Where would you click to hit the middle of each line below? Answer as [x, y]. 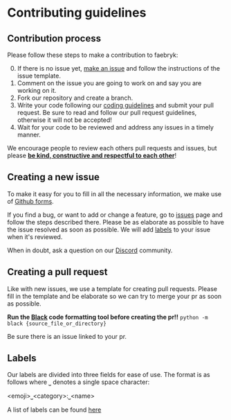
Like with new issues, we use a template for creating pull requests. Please [112, 288]
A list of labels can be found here [54, 410]
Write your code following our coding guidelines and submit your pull [115, 105]
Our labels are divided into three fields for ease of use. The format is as [109, 375]
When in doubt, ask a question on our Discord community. [90, 250]
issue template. [39, 76]
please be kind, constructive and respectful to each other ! [92, 155]
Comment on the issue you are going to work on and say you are [109, 83]
